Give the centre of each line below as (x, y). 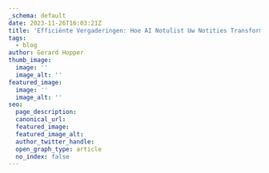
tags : (17, 38)
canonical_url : (41, 120)
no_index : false (42, 156)
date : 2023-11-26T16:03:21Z (55, 23)
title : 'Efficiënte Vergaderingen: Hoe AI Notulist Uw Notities (118, 30)
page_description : (46, 112)
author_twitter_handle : (55, 142)
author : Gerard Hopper (46, 53)
